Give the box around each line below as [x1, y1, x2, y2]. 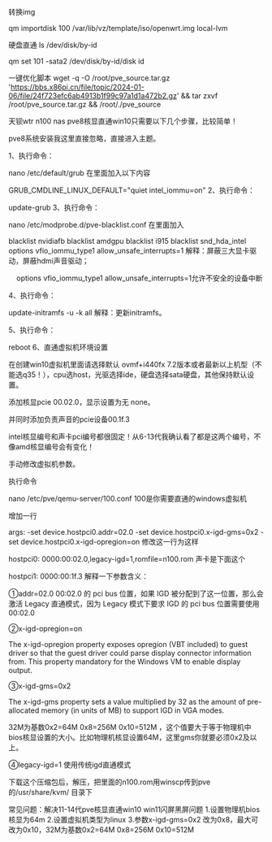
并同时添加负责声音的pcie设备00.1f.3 [8, 414, 130, 424]
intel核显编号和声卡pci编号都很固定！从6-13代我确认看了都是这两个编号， [8, 432, 254, 441]
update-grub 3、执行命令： [8, 202, 100, 212]
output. [8, 666, 32, 675]
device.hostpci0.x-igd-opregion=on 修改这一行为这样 [20, 537, 199, 546]
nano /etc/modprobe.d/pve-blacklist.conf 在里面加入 [8, 220, 184, 229]
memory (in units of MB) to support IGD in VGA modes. [41, 705, 225, 715]
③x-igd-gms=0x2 [8, 681, 71, 691]
